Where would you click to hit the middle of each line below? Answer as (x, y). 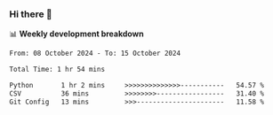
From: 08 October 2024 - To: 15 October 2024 (95, 54)
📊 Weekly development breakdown (76, 34)
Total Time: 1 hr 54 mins (57, 70)
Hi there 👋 (31, 14)
